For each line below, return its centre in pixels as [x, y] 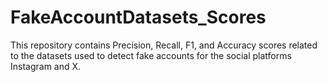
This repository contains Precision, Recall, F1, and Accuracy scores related [164, 45]
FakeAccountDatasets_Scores [138, 17]
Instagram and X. [46, 66]
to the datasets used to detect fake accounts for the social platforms [151, 55]
